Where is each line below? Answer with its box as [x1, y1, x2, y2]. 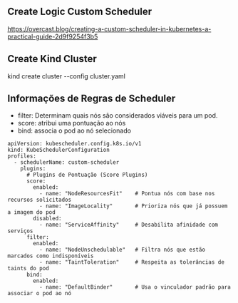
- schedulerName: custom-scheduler [14, 159, 120, 166]
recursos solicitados [7, 196, 72, 204]
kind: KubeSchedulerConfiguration [7, 146, 110, 154]
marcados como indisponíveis [7, 252, 94, 260]
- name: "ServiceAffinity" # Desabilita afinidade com [38, 221, 219, 229]
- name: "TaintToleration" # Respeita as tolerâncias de [38, 259, 224, 266]
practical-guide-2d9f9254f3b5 [7, 32, 98, 41]
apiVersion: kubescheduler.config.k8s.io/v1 [7, 140, 142, 148]
